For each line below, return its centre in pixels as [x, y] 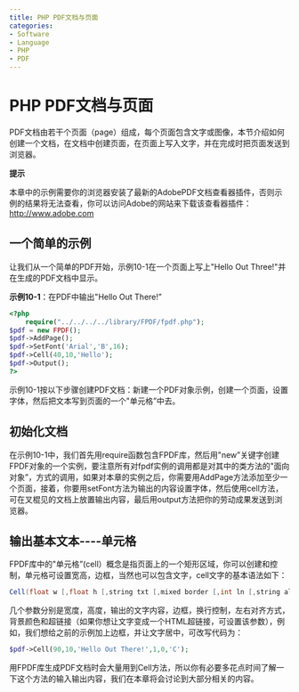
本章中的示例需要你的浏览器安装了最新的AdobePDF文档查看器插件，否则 [142, 191]
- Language [29, 42]
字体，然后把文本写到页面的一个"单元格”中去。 [95, 401]
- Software [29, 34]
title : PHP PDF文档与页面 [54, 17]
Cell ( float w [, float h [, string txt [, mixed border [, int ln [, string [145, 592]
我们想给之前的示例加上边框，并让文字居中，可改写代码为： [133, 632]
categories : [31, 26]
